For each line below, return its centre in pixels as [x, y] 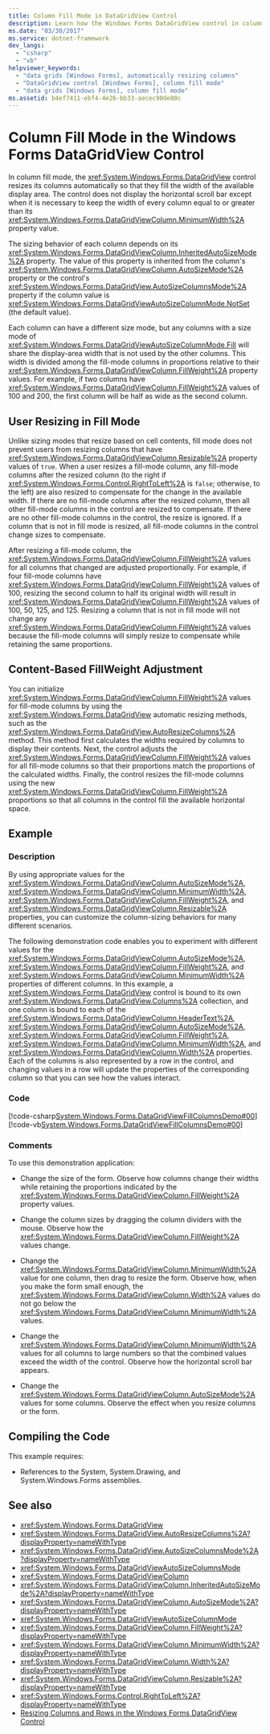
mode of [22, 336]
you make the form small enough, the [82, 1286]
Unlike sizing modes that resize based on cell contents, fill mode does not [130, 441]
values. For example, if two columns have [77, 379]
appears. [35, 1371]
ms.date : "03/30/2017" [46, 31]
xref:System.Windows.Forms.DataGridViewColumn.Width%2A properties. [131, 1052]
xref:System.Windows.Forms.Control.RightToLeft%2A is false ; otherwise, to [134, 484]
